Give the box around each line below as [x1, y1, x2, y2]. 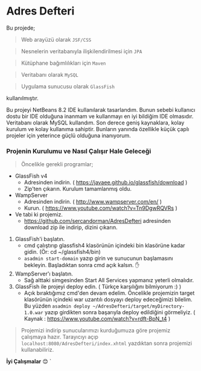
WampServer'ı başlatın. [14, 270, 74, 277]
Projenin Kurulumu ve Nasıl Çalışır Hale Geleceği [6, 147, 152, 155]
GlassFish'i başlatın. [14, 236, 65, 243]
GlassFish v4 [14, 172, 48, 179]
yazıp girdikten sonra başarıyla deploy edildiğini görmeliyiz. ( [44, 309, 196, 316]
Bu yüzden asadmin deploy [24, 302, 91, 309]
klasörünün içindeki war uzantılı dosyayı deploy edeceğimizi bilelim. [24, 296, 193, 303]
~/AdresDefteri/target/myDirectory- [92, 303, 185, 309]
